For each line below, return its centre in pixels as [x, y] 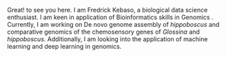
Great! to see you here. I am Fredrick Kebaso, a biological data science [107, 10]
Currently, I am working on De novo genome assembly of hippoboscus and [113, 24]
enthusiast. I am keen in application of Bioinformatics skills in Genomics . [110, 17]
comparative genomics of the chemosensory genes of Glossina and [103, 32]
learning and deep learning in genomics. [64, 46]
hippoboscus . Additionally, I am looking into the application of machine [107, 39]
